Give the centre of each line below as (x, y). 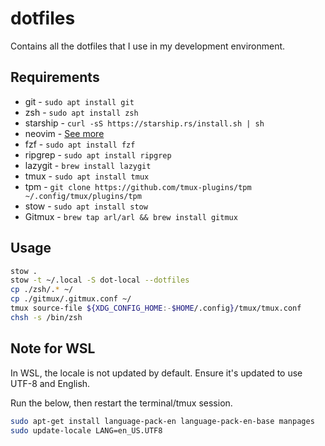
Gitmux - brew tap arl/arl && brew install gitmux (131, 216)
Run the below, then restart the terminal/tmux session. (121, 403)
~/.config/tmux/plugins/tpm (83, 196)
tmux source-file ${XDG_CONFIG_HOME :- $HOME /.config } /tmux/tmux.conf (156, 308)
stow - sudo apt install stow (86, 206)
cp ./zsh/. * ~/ (42, 290)
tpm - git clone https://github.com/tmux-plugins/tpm (138, 186)
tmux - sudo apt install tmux (87, 176)
